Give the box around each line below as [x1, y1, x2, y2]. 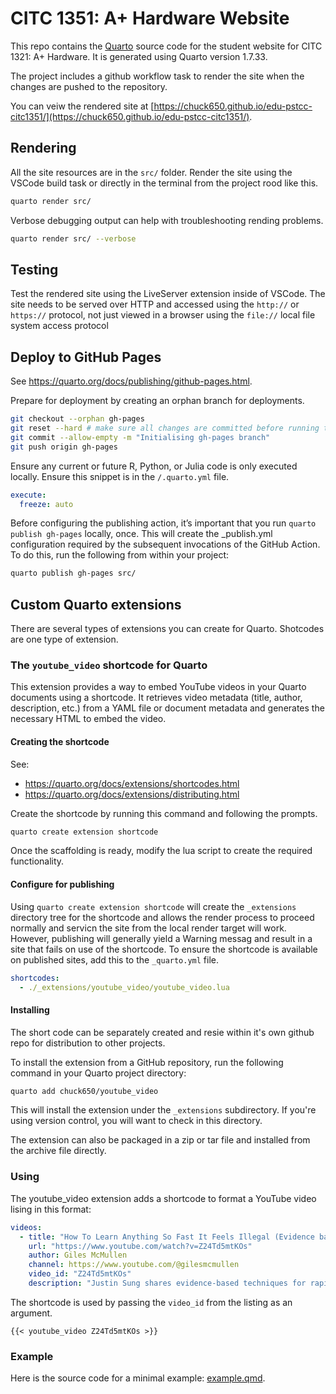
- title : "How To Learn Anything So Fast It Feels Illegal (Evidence [19, 1232, 315, 1242]
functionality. [10, 855, 65, 867]
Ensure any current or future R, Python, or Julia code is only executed [10, 460, 298, 472]
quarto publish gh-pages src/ [10, 568, 137, 579]
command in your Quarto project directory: [10, 1067, 187, 1079]
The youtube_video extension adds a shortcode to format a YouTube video [10, 1192, 317, 1204]
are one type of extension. [10, 633, 119, 646]
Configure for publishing [10, 878, 115, 891]
